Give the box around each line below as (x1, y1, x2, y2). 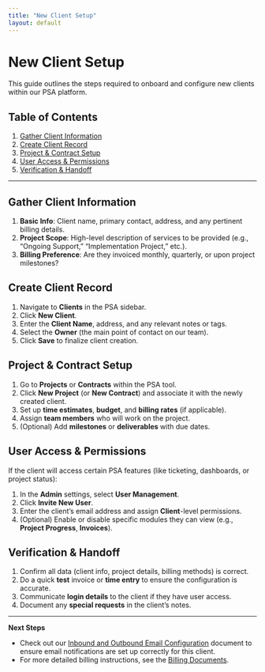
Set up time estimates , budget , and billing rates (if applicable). (19, 405, 227, 414)
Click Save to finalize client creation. (19, 335, 139, 345)
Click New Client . (19, 310, 77, 320)
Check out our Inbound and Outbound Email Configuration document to (19, 638, 252, 648)
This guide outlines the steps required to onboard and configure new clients (8, 79, 255, 89)
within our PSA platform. (8, 88, 88, 97)
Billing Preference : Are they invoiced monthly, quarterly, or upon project (19, 250, 255, 259)
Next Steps (8, 623, 46, 632)
